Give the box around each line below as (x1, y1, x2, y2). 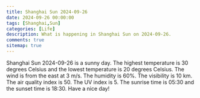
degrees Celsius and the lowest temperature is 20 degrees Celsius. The (6, 65, 185, 73)
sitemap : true (6, 43, 42, 49)
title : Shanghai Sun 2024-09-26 (6, 8, 88, 15)
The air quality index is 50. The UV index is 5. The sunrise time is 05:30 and (6, 78, 195, 85)
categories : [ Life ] (6, 25, 56, 32)
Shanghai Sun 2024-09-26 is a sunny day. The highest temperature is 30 (6, 59, 189, 67)
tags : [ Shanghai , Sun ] (6, 20, 61, 26)
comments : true (6, 37, 45, 43)
